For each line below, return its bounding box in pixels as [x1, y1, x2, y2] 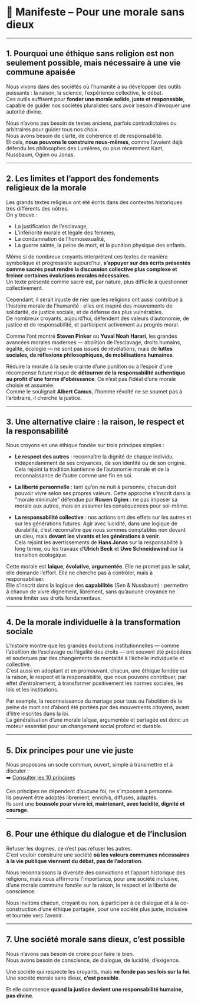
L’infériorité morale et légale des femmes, [14, 229, 116, 236]
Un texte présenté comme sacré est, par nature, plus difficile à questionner [6, 278, 189, 285]
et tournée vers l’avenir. [6, 912, 63, 919]
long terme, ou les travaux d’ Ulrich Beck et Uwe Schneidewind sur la [14, 545, 184, 552]
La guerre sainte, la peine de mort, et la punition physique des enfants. [14, 241, 187, 248]
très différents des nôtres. [6, 205, 69, 212]
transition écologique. [14, 551, 68, 558]
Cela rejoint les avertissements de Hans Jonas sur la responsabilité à [14, 539, 183, 546]
